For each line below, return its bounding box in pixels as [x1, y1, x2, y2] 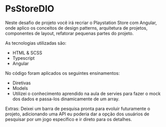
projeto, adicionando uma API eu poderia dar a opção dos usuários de [5, 111, 149, 117]
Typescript [12, 55, 35, 61]
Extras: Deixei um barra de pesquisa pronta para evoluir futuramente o [5, 105, 150, 111]
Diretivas [12, 80, 31, 86]
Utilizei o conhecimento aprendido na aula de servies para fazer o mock [12, 90, 161, 96]
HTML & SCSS [12, 50, 42, 56]
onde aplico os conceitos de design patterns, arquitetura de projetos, [5, 25, 148, 31]
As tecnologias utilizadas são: [5, 40, 66, 46]
